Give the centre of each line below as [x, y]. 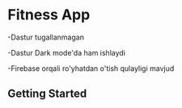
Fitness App [49, 15]
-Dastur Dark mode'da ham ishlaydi [67, 52]
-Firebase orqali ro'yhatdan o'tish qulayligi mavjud [91, 68]
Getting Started [47, 94]
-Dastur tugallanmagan [46, 37]
